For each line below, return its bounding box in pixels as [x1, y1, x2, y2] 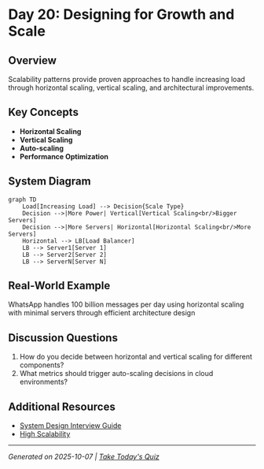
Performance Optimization [19, 151, 108, 161]
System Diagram [8, 175, 92, 188]
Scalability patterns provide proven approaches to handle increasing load [8, 75, 246, 84]
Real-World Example [8, 279, 111, 292]
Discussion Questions [8, 331, 118, 344]
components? [19, 360, 64, 370]
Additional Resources [8, 400, 115, 413]
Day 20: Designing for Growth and [8, 6, 235, 24]
